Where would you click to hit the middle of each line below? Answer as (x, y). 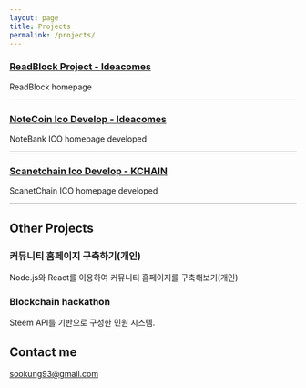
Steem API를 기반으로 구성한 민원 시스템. (82, 323)
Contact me (43, 352)
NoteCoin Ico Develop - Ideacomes (88, 119)
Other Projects (51, 228)
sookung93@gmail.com (54, 374)
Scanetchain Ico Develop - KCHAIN (89, 171)
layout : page (34, 18)
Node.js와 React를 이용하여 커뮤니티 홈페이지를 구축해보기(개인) (124, 277)
